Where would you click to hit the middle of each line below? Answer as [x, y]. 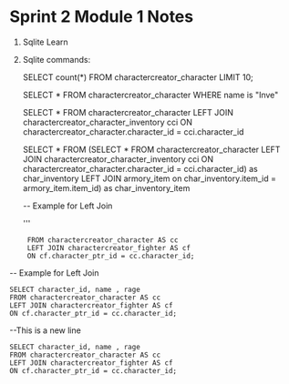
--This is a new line [46, 330]
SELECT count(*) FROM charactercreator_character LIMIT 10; [138, 77]
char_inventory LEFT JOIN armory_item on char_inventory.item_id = [149, 178]
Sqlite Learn [45, 42]
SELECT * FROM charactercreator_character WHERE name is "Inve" [150, 95]
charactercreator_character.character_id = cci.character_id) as [140, 168]
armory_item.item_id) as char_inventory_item [106, 187]
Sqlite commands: [57, 59]
